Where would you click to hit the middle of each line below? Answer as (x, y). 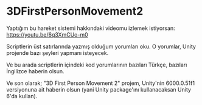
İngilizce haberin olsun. (36, 71)
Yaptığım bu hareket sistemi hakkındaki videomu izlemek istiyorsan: (91, 28)
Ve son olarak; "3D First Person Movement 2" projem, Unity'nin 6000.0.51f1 (101, 83)
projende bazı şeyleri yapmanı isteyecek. (57, 52)
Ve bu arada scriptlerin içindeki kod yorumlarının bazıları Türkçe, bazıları (97, 65)
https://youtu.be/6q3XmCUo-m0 (47, 34)
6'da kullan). (22, 96)
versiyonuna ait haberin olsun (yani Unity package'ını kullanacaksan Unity (99, 89)
